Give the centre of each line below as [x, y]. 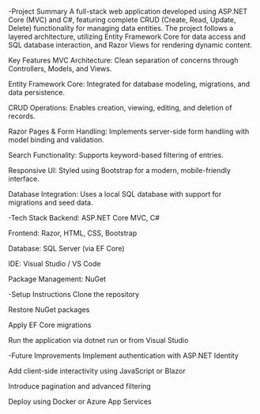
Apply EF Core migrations [50, 325]
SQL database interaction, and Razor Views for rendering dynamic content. [130, 45]
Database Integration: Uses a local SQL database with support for [115, 194]
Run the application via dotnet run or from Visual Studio [98, 340]
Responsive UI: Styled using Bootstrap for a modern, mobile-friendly [120, 170]
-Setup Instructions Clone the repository [74, 294]
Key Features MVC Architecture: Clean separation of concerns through [123, 60]
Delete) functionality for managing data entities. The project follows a [121, 28]
